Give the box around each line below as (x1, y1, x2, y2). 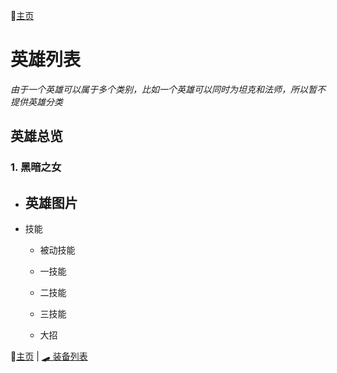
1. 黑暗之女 (10, 160, 62, 174)
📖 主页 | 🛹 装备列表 (10, 350, 88, 363)
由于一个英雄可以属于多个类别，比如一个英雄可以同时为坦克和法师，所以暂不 (10, 83, 326, 95)
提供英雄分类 (10, 95, 63, 108)
